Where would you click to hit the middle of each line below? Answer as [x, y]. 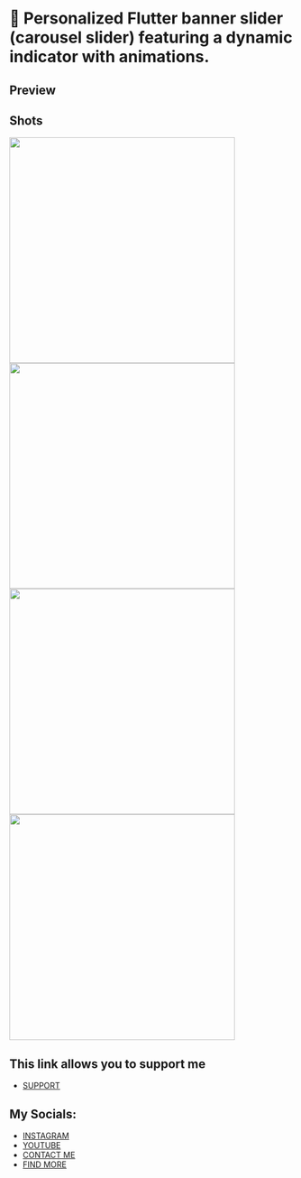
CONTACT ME [49, 1155]
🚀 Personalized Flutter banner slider [146, 19]
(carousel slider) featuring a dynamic [151, 37]
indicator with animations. [109, 57]
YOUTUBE [41, 1146]
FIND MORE [45, 1164]
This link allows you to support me [107, 1064]
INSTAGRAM [46, 1136]
